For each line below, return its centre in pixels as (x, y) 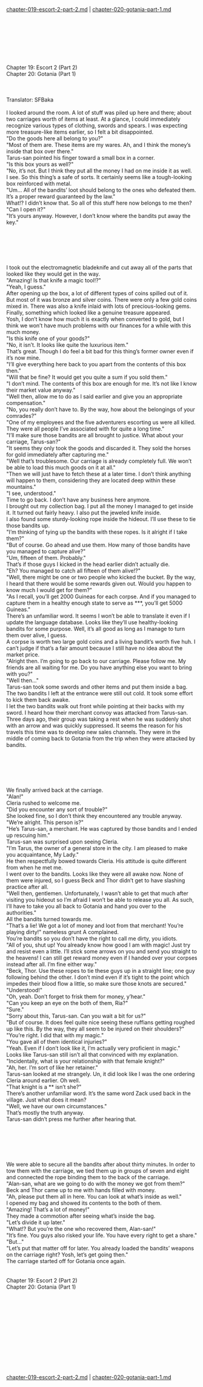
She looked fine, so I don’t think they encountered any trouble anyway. (94, 816)
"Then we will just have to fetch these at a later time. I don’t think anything (99, 474)
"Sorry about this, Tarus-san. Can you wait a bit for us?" (76, 1016)
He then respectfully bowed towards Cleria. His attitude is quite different (96, 861)
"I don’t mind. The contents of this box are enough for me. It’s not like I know (101, 383)
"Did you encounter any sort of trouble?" (57, 809)
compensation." (26, 403)
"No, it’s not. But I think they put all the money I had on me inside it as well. (99, 171)
